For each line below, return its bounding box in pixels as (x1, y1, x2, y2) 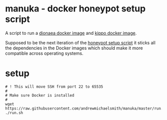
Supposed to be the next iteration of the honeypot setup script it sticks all (5, 39, 156, 45)
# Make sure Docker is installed (5, 93, 75, 98)
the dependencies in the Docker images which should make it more (5, 45, 143, 51)
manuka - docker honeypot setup (5, 3, 146, 14)
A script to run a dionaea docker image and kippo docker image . (5, 30, 137, 36)
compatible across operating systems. (5, 50, 83, 56)
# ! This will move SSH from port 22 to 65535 (5, 84, 103, 89)
